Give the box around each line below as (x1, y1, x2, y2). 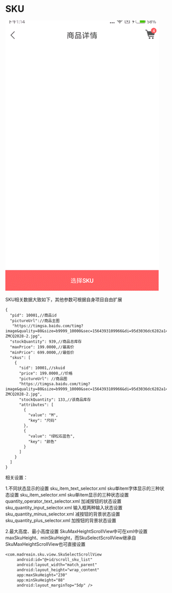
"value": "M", (28, 412, 58, 418)
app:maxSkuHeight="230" (16, 572, 68, 578)
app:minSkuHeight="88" (16, 578, 66, 583)
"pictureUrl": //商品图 (18, 376, 68, 381)
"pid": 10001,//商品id (10, 312, 57, 318)
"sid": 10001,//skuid (18, 365, 66, 370)
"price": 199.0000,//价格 (18, 370, 73, 376)
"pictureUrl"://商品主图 (10, 318, 60, 323)
